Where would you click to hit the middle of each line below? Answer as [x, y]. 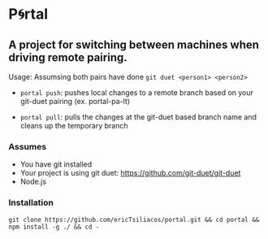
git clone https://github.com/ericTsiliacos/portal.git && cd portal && [134, 219]
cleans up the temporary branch [74, 126]
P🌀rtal [28, 14]
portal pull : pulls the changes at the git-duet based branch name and [138, 117]
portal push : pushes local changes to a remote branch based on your [137, 93]
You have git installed [56, 164]
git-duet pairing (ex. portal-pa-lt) [75, 101]
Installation [31, 202]
